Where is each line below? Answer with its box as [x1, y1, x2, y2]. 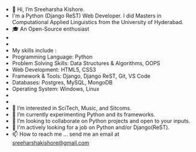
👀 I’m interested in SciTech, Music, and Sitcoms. [11, 104, 131, 112]
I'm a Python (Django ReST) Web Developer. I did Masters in [11, 12, 162, 19]
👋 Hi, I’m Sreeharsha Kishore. [11, 6, 85, 13]
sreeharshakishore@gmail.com [11, 139, 89, 146]
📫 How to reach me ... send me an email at [11, 130, 119, 138]
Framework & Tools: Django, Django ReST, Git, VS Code [11, 72, 151, 80]
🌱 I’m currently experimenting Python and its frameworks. [11, 111, 156, 118]
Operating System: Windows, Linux [11, 85, 100, 92]
